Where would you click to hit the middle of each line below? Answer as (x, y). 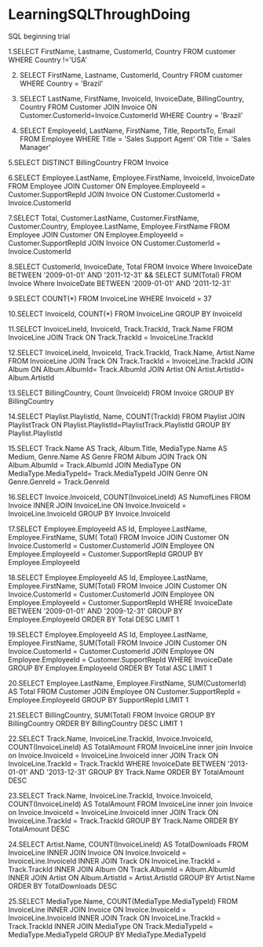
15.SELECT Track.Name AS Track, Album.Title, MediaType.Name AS (118, 448)
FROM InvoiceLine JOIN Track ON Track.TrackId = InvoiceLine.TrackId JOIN (131, 361)
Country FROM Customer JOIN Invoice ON (88, 107)
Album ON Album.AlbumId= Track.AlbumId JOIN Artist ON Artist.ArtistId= (126, 369)
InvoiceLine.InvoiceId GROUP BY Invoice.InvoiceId (89, 513)
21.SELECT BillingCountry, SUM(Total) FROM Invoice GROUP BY (112, 715)
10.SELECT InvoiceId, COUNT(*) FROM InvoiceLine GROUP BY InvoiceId (125, 314)
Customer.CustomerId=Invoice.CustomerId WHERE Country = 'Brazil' (131, 115)
